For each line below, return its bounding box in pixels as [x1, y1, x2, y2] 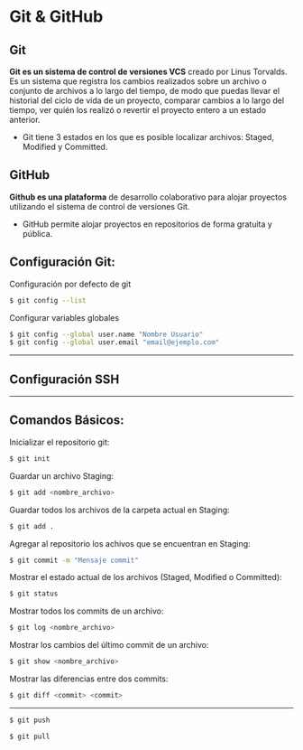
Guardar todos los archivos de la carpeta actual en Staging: [9, 504, 230, 515]
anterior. [9, 115, 41, 125]
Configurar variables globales [9, 312, 120, 323]
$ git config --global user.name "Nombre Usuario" [9, 330, 204, 339]
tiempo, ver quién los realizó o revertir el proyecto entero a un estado [9, 105, 267, 115]
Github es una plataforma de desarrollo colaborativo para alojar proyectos [9, 192, 287, 202]
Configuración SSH [9, 371, 120, 387]
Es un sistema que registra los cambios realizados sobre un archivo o [9, 76, 268, 87]
